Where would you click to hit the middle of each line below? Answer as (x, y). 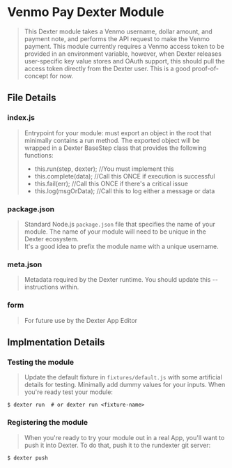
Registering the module (48, 423)
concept (36, 76)
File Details (32, 98)
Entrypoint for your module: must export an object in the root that (118, 133)
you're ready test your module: (69, 392)
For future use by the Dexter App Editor (81, 320)
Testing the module (41, 362)
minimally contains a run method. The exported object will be (112, 140)
